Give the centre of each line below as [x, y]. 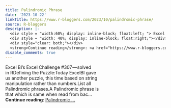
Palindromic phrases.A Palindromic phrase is [52, 89]
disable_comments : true [31, 52]
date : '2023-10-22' [26, 15]
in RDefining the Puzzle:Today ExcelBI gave [51, 72]
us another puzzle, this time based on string [51, 78]
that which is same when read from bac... [49, 94]
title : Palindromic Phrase [34, 10]
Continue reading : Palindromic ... [40, 99]
